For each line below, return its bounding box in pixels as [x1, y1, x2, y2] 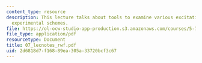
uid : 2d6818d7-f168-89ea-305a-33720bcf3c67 [6, 48, 117, 54]
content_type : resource [6, 8, 66, 15]
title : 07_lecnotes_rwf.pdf [6, 43, 77, 49]
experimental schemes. [11, 20, 69, 26]
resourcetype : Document [6, 37, 66, 43]
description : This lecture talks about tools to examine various [6, 14, 173, 20]
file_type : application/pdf [6, 31, 77, 37]
